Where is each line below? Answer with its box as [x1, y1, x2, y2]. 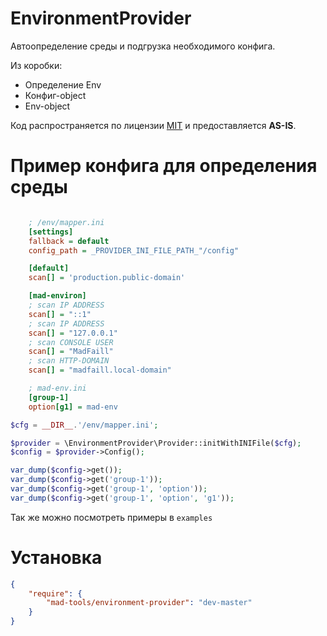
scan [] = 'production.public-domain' [28, 273, 186, 283]
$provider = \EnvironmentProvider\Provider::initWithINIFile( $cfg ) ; [10, 438, 302, 448]
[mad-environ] [28, 291, 87, 301]
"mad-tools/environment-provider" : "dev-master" [46, 598, 253, 608]
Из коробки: [10, 59, 63, 71]
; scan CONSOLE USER [28, 337, 114, 347]
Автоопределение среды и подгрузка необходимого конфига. [10, 40, 276, 52]
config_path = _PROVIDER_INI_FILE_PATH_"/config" [28, 245, 240, 256]
